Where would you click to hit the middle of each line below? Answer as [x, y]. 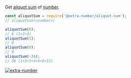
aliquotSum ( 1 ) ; [20, 39]
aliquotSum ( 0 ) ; [20, 48]
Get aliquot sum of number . [32, 7]
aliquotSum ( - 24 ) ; [23, 57]
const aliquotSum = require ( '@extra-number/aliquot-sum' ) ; [66, 16]
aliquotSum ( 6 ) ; [20, 29]
